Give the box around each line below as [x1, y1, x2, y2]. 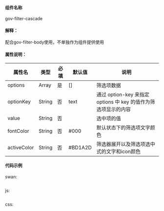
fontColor [7, 127, 29, 134]
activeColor [7, 144, 34, 151]
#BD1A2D [68, 144, 92, 151]
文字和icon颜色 [106, 148, 141, 155]
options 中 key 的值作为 [96, 98, 150, 105]
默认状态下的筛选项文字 [96, 124, 150, 131]
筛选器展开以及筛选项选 [96, 141, 150, 147]
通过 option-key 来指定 [96, 91, 150, 98]
